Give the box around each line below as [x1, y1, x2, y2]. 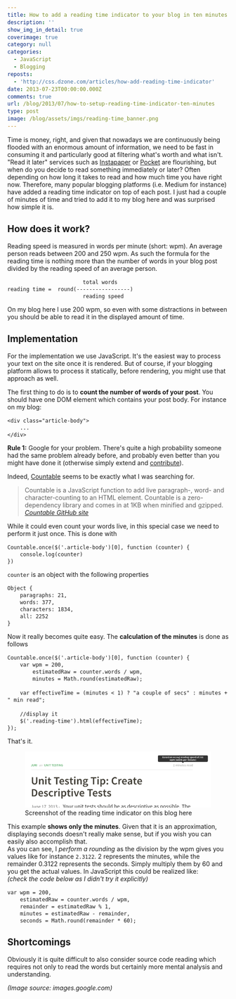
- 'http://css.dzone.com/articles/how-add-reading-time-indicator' [13, 78, 216, 85]
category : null [7, 41, 52, 49]
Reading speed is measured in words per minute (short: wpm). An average [7, 241, 223, 250]
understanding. [7, 969, 51, 978]
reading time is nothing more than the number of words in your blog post [7, 257, 218, 265]
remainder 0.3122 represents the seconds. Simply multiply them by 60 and [7, 860, 223, 868]
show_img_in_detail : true [7, 26, 83, 33]
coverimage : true [7, 34, 58, 41]
